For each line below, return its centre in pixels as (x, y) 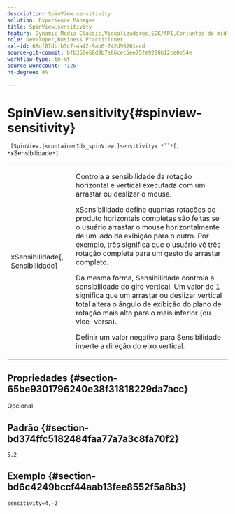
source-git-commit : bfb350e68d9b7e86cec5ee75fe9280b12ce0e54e (100, 53)
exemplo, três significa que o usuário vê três (149, 245)
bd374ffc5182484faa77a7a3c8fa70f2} (93, 439)
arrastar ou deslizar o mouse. (124, 194)
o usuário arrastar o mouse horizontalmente (148, 227)
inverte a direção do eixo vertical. (130, 346)
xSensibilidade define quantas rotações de (146, 210)
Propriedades (37, 378)
